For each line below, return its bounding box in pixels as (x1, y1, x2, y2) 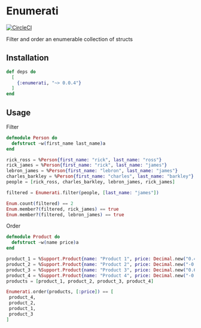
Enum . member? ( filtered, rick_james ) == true (6, 206, 119, 212)
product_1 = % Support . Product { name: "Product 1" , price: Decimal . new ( (6, 256, 186, 262)
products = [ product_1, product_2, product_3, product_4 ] (6, 278, 154, 284)
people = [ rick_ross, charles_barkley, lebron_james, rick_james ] (6, 179, 175, 185)
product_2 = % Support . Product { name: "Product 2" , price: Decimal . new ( (6, 261, 186, 267)
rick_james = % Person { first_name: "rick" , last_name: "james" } (6, 163, 167, 168)
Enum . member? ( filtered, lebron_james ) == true (6, 211, 124, 217)
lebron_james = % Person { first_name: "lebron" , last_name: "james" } (6, 168, 178, 174)
